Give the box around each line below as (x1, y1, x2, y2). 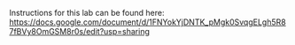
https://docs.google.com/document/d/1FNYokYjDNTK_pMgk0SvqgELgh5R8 (9, 17, 286, 27)
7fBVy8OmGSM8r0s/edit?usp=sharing (9, 26, 151, 36)
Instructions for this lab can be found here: (9, 8, 165, 18)
